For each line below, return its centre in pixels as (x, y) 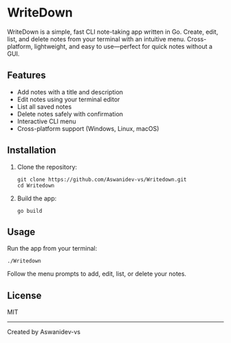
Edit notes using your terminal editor (68, 99)
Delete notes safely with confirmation (70, 114)
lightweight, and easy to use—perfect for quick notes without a (123, 46)
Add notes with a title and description (70, 92)
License (24, 295)
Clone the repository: (47, 167)
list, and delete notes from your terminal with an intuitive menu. (96, 39)
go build (30, 211)
